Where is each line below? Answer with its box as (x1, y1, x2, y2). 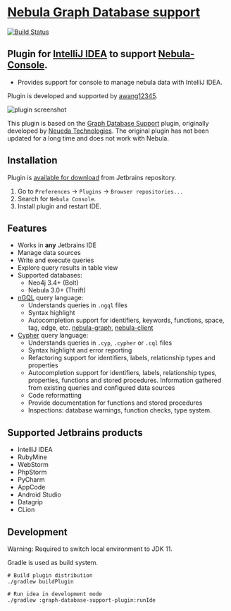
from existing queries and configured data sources (27, 384, 175, 392)
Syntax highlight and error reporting (27, 346, 132, 355)
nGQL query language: (17, 294, 84, 302)
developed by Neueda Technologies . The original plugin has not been (7, 126, 209, 135)
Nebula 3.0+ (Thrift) (27, 286, 86, 295)
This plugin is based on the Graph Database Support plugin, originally (7, 119, 209, 127)
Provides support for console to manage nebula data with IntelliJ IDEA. (17, 78, 223, 86)
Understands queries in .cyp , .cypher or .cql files (27, 338, 173, 347)
